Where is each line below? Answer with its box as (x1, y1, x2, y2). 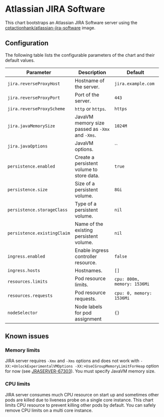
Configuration (5, 39, 49, 48)
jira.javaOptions (7, 143, 48, 149)
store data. (75, 172, 100, 179)
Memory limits (5, 347, 40, 354)
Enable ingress (75, 246, 109, 253)
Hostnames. (75, 267, 102, 274)
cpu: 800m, (114, 276, 140, 282)
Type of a (75, 200, 97, 207)
